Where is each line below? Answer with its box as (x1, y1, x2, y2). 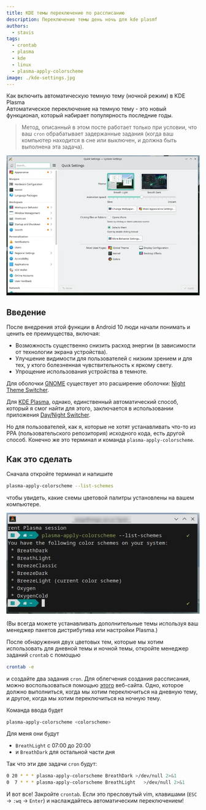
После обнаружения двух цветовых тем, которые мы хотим (6, 638, 164, 646)
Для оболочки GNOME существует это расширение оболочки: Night (6, 380, 186, 387)
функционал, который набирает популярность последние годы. (6, 112, 174, 119)
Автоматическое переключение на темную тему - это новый (6, 105, 167, 113)
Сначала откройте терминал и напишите (6, 470, 113, 478)
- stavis (12, 29, 34, 36)
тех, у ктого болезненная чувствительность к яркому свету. (15, 361, 174, 369)
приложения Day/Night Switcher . (6, 411, 91, 418)
